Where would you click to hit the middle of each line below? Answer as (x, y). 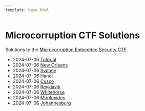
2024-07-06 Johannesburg (42, 103)
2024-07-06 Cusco (33, 81)
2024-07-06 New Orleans (40, 65)
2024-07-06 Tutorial (34, 59)
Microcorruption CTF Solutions (72, 35)
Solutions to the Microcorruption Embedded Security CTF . (67, 50)
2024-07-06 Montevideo (39, 97)
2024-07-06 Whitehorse (39, 92)
